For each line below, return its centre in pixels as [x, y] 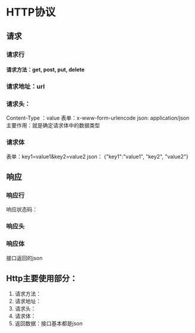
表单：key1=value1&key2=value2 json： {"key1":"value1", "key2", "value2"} [97, 156]
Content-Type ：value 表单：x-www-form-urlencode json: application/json [98, 118]
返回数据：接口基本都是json [49, 323]
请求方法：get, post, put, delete [45, 70]
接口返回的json [24, 258]
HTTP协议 [31, 12]
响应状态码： [22, 209]
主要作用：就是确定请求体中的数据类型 [53, 125]
